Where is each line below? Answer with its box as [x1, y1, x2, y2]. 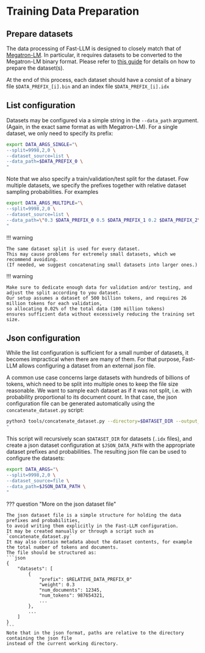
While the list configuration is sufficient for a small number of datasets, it [6, 349, 189, 356]
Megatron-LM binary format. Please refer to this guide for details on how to [6, 58, 195, 65]
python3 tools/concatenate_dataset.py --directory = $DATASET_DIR [6, 418, 173, 424]
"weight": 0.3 [38, 581, 75, 588]
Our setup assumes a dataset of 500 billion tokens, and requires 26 [6, 295, 187, 301]
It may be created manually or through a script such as [6, 528, 154, 534]
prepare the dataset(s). [6, 64, 65, 72]
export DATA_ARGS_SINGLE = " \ [6, 141, 78, 147]
